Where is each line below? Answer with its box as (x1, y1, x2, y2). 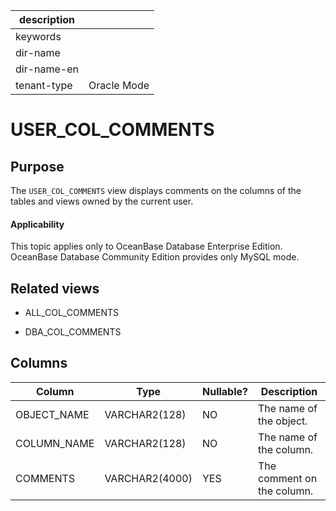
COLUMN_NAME (15, 436, 95, 450)
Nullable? (201, 384, 248, 398)
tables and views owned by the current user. (10, 195, 194, 207)
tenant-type (15, 79, 73, 92)
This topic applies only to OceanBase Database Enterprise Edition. (10, 240, 283, 253)
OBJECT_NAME (15, 407, 90, 421)
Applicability (10, 218, 65, 230)
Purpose (10, 158, 65, 175)
